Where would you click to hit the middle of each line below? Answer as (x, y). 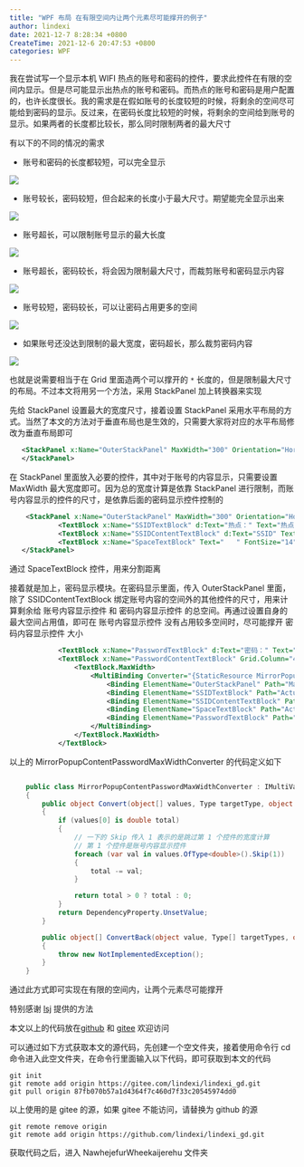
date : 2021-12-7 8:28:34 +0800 (68, 34)
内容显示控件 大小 (50, 633)
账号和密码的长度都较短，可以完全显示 (94, 162)
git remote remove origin (58, 1127)
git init (26, 1076)
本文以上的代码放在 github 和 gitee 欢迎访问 (90, 1028)
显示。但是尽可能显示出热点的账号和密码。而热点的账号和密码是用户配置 (160, 90)
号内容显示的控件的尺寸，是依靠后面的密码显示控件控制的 (116, 499)
